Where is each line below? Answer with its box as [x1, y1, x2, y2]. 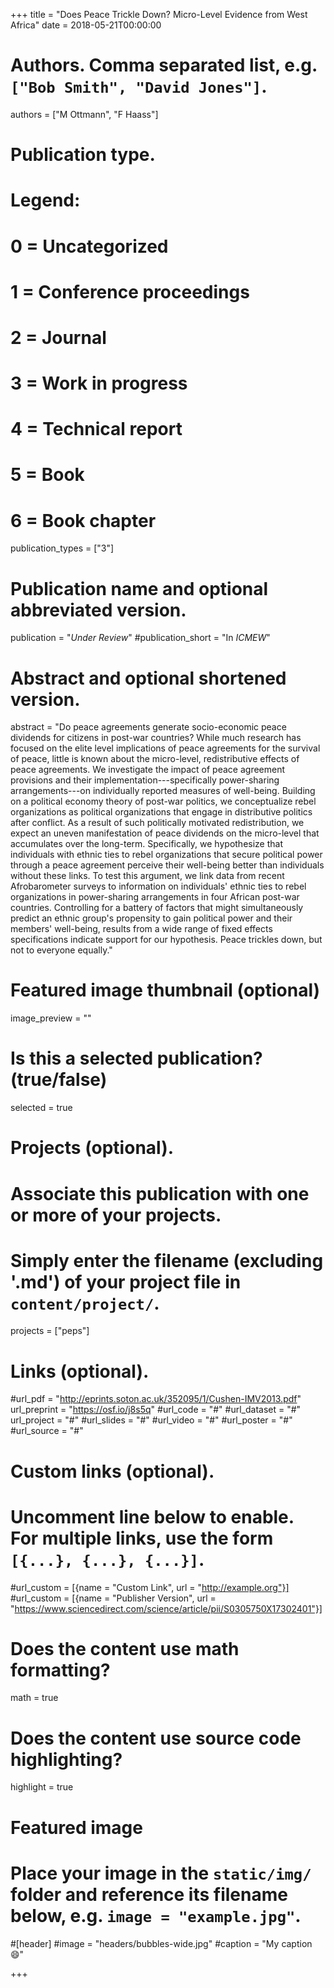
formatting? [10, 1659, 111, 1681]
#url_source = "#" [10, 1425, 84, 1437]
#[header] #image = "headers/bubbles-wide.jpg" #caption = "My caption [10, 1937, 313, 1949]
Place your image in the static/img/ [10, 1862, 312, 1884]
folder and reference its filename [10, 1883, 288, 1906]
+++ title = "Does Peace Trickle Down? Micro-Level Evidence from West [10, 9, 308, 20]
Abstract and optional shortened [10, 667, 287, 689]
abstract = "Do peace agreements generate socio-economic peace [10, 721, 287, 733]
